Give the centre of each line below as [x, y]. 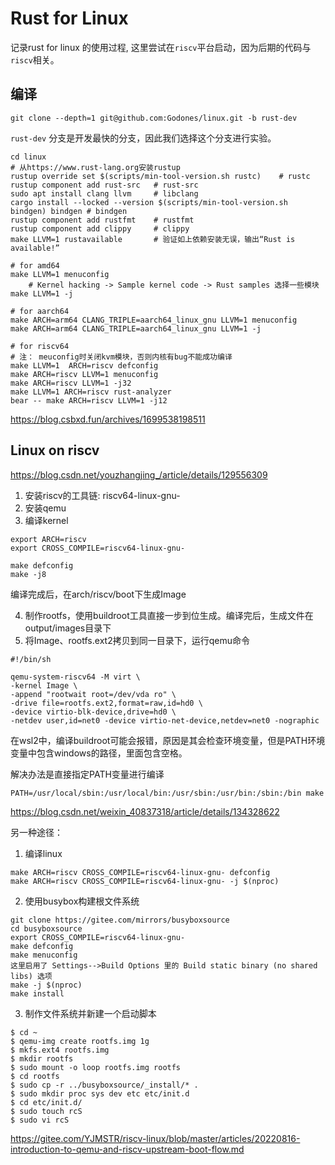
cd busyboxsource [46, 928]
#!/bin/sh [31, 659]
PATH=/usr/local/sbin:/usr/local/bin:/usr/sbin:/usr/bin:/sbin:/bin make [167, 793]
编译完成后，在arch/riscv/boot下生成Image [98, 594]
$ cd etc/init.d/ [46, 1102]
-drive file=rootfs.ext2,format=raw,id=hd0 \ [106, 703]
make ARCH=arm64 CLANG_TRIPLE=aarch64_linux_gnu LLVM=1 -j [136, 328]
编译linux [43, 853]
